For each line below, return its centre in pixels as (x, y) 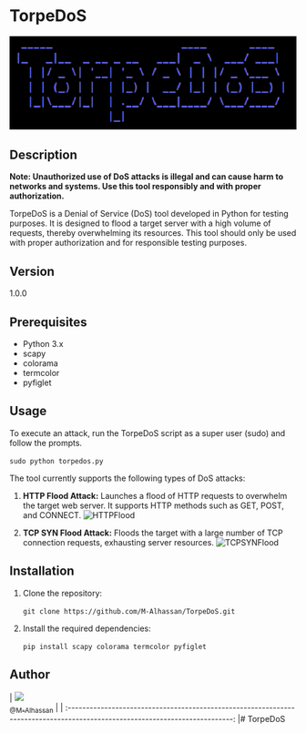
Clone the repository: (62, 593)
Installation (42, 571)
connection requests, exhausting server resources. (118, 542)
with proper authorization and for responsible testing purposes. (128, 243)
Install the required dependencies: (87, 628)
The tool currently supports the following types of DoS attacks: (127, 478)
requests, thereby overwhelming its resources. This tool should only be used (153, 233)
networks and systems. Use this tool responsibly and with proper (135, 187)
